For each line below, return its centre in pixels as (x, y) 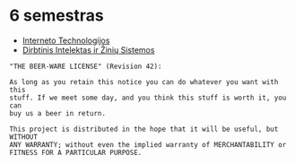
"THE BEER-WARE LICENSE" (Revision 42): (86, 66)
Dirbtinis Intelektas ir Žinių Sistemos (88, 49)
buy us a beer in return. (57, 113)
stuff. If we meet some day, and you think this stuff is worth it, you (148, 98)
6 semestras (57, 16)
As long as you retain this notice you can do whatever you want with (144, 82)
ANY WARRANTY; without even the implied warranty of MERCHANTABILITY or (148, 144)
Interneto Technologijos (66, 40)
